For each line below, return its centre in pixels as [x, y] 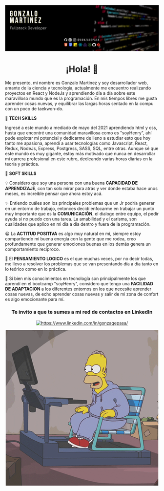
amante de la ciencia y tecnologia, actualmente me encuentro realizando [78, 88]
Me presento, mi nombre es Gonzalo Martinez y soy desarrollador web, [76, 83]
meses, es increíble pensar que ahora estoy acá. [54, 194]
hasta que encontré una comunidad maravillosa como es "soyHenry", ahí [78, 133]
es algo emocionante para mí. [35, 299]
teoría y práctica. [22, 164]
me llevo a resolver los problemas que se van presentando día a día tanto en [82, 264]
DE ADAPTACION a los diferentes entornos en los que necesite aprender [78, 289]
